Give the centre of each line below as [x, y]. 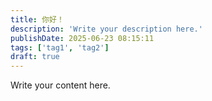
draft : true [35, 57]
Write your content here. [60, 85]
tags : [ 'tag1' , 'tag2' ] [60, 47]
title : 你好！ [37, 19]
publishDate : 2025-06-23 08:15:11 [82, 38]
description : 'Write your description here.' [106, 29]
